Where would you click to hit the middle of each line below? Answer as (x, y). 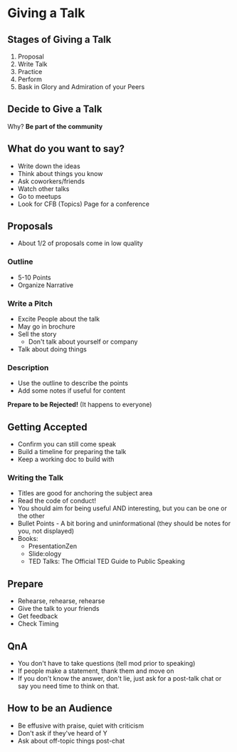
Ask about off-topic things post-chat (71, 741)
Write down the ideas (49, 166)
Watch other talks (43, 189)
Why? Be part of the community (55, 126)
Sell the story (37, 334)
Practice (30, 72)
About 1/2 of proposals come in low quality (80, 243)
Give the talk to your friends (58, 609)
